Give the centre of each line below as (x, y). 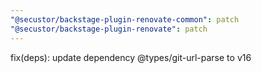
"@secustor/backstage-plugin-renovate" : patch (109, 29)
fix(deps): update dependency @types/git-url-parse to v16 (131, 57)
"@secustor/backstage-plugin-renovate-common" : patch (125, 19)
